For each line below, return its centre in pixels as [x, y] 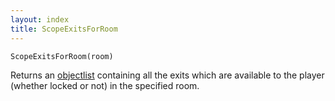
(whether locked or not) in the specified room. [105, 85]
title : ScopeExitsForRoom [64, 29]
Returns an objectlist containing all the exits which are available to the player [167, 75]
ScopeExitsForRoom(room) [62, 56]
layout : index [40, 19]
